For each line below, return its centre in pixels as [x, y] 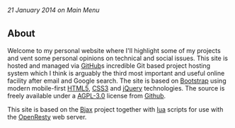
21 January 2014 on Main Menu [54, 10]
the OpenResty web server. [47, 117]
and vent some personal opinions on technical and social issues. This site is [118, 58]
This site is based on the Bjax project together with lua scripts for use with [115, 109]
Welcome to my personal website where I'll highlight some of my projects [114, 50]
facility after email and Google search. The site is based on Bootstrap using [117, 81]
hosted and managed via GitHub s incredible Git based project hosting [109, 65]
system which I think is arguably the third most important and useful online [116, 73]
